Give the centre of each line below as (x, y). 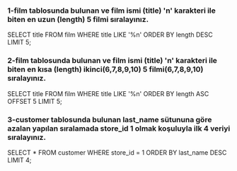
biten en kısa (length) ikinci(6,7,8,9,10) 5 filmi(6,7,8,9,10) (105, 69)
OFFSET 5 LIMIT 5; (35, 101)
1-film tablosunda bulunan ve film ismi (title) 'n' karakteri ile (111, 11)
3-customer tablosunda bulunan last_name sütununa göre (110, 119)
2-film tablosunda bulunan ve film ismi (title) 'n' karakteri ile (112, 61)
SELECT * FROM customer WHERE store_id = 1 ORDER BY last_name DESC (117, 152)
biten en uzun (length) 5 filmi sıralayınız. (78, 19)
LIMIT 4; (19, 160)
